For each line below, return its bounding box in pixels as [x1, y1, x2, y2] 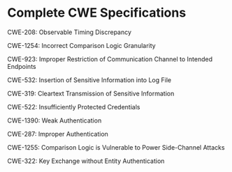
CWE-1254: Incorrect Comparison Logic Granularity [7, 41, 156, 49]
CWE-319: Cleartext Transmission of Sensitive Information [7, 89, 175, 97]
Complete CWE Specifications [7, 5, 187, 21]
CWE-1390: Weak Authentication [7, 116, 102, 125]
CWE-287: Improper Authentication [7, 130, 108, 138]
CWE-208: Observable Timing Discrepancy [7, 28, 131, 36]
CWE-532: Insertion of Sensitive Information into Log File [7, 75, 172, 84]
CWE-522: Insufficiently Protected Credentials [7, 102, 140, 111]
